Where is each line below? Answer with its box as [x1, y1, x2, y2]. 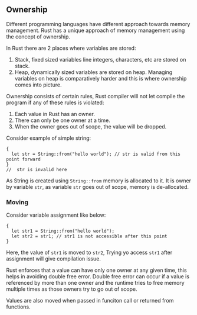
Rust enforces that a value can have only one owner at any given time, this [6, 266, 187, 274]
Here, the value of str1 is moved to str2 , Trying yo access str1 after [6, 249, 173, 256]
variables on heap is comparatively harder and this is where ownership [14, 75, 187, 82]
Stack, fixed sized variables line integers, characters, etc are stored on [14, 56, 186, 63]
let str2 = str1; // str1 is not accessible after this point [11, 233, 168, 239]
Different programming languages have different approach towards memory [6, 20, 191, 27]
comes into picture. [14, 81, 62, 88]
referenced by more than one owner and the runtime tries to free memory [6, 279, 185, 287]
